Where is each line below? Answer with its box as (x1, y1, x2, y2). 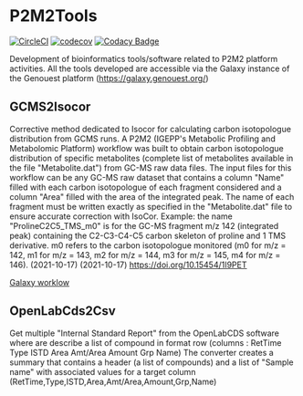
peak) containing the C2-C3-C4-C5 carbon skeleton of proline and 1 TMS (9, 230, 286, 241)
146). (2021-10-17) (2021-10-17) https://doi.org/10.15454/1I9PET (9, 259, 248, 270)
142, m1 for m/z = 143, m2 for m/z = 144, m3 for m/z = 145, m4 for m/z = (9, 249, 281, 260)
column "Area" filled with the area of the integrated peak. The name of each (9, 191, 295, 202)
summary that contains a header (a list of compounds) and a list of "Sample (9, 357, 294, 368)
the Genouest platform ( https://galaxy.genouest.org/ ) (9, 72, 209, 83)
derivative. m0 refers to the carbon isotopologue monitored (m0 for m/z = (9, 239, 287, 251)
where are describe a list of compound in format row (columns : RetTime (9, 337, 282, 348)
